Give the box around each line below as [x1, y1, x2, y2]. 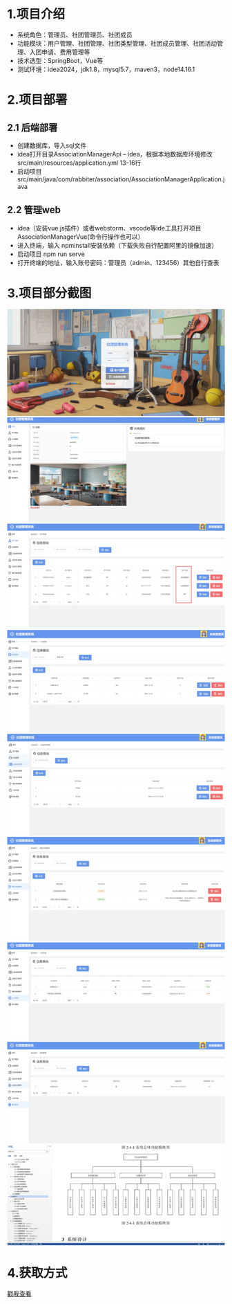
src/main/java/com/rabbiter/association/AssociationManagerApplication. [17, 174, 224, 183]
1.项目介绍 [7, 6, 66, 22]
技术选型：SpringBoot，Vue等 [17, 56, 104, 64]
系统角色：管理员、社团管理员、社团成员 [17, 30, 133, 39]
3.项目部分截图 [7, 285, 92, 301]
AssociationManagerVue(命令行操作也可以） [17, 233, 144, 241]
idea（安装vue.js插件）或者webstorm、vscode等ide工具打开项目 [17, 224, 202, 232]
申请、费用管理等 [41, 48, 90, 56]
